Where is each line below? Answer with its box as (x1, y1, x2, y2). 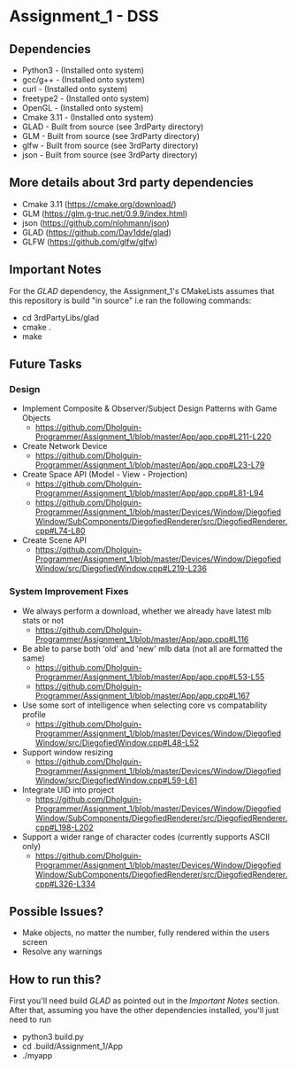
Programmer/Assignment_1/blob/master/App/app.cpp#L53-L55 (34, 671, 265, 682)
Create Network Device (21, 441, 108, 452)
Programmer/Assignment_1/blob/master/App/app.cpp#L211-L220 (34, 431, 272, 442)
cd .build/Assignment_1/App (21, 1041, 124, 1051)
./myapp (21, 1050, 53, 1061)
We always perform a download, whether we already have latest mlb (21, 605, 272, 616)
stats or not (21, 615, 65, 625)
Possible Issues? (9, 904, 104, 918)
